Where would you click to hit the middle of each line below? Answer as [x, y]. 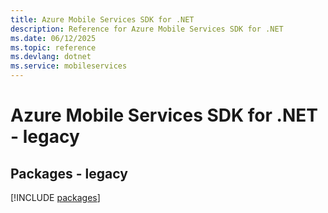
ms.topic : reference [53, 47]
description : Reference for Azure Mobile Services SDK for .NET [147, 29]
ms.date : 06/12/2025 [53, 38]
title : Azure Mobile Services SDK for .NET [102, 19]
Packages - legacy [69, 173]
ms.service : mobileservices [69, 66]
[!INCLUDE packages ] [55, 197]
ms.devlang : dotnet [51, 57]
